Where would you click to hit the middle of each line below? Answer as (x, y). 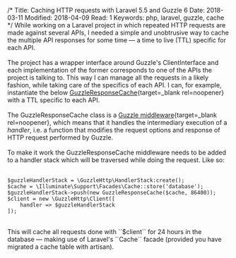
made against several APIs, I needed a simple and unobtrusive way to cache (118, 32)
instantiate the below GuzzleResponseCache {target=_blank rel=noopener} (116, 92)
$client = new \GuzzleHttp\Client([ (61, 199)
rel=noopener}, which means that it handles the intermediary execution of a (117, 122)
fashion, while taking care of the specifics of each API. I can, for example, (114, 85)
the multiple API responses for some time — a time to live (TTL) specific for (117, 40)
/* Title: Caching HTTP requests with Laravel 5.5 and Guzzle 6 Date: (106, 10)
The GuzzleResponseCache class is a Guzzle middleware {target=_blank (112, 115)
